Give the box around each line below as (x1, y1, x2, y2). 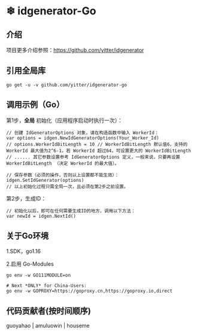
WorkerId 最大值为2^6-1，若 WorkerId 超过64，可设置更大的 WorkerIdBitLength (6, 148, 192, 154)
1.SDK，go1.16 (6, 248, 41, 255)
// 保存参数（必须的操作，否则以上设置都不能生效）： (6, 172, 119, 178)
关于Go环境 (6, 231, 49, 241)
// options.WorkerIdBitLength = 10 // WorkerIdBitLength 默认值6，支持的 (6, 141, 188, 147)
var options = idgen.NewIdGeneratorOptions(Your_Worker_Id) (6, 135, 160, 141)
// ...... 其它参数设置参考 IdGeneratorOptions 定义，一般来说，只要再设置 (6, 154, 181, 160)
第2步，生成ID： (6, 194, 47, 202)
